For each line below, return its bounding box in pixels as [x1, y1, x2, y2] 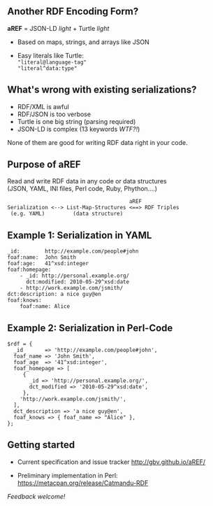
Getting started [7, 439, 75, 451]
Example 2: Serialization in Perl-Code [7, 322, 173, 334]
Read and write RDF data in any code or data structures [7, 177, 167, 185]
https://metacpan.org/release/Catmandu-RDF [17, 479, 149, 487]
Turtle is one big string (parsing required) [17, 117, 136, 125]
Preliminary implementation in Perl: [17, 471, 118, 479]
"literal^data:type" [17, 64, 78, 72]
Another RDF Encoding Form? [7, 6, 139, 17]
